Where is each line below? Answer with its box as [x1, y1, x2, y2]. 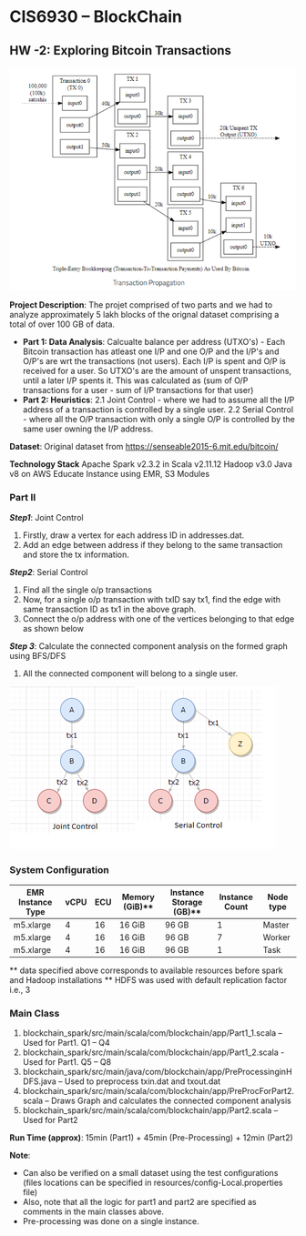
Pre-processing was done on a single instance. [22, 1216, 200, 1227]
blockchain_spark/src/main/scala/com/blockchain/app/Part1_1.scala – [22, 1028, 282, 1038]
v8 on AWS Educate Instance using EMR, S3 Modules [9, 469, 210, 480]
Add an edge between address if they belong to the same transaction [22, 539, 283, 550]
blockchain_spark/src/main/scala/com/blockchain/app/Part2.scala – [22, 1105, 279, 1116]
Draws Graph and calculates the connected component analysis [51, 1095, 291, 1107]
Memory [121, 892, 155, 903]
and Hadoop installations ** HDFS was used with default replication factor [9, 974, 288, 985]
